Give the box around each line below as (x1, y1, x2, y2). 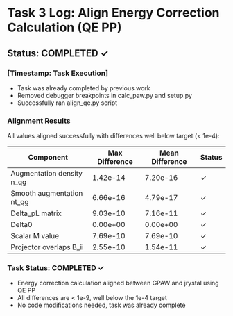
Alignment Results (7, 116, 71, 126)
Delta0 (10, 220, 33, 230)
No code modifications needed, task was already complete (17, 301, 186, 310)
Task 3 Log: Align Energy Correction (7, 5, 220, 21)
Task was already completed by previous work (17, 83, 150, 92)
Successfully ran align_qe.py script (17, 99, 118, 107)
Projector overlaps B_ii (10, 242, 84, 252)
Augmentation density (10, 169, 83, 178)
